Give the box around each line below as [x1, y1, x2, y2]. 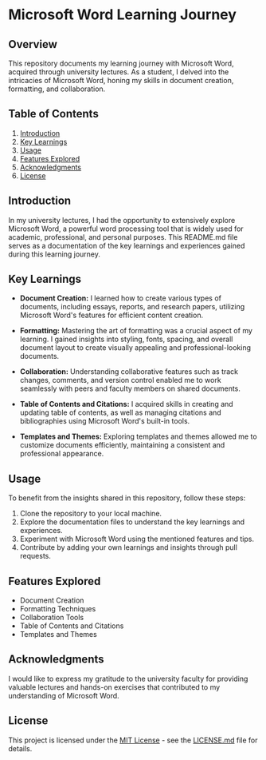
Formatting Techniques [19, 604, 96, 614]
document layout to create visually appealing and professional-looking [19, 343, 252, 352]
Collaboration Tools [19, 613, 84, 623]
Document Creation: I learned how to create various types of [19, 293, 221, 303]
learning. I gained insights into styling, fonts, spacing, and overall [19, 334, 233, 344]
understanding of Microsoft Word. [8, 690, 119, 700]
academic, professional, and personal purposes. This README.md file [8, 232, 238, 241]
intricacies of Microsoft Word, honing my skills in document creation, [8, 76, 234, 85]
